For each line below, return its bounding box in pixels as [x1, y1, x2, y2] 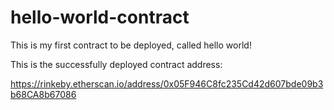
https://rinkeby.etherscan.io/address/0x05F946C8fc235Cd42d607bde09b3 [10, 77, 324, 90]
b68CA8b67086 [10, 88, 77, 100]
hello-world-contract [10, 6, 190, 29]
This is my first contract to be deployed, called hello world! [10, 39, 252, 51]
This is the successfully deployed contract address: [10, 58, 223, 70]
